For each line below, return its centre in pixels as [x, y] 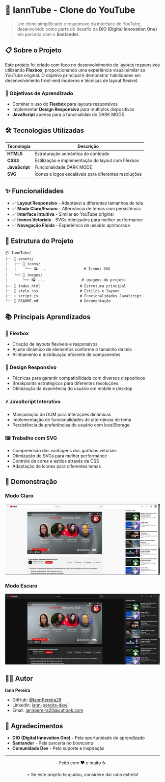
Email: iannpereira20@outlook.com [48, 710]
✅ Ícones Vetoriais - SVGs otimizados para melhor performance [78, 220]
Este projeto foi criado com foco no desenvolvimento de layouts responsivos [82, 65]
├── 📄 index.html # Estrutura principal [66, 286]
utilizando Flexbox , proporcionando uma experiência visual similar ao [75, 70]
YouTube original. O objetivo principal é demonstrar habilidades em [73, 75]
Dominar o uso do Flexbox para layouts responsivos [65, 104]
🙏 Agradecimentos [34, 726]
